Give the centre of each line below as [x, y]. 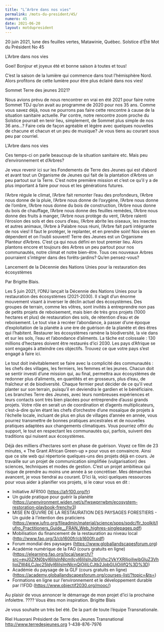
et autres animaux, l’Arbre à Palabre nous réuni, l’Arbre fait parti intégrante [80, 227]
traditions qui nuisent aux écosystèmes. [45, 436]
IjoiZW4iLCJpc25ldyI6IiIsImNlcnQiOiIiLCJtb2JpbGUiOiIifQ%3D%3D [80, 565]
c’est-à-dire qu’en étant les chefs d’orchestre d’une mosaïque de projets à [80, 410]
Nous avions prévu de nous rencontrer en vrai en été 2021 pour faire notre [80, 100]
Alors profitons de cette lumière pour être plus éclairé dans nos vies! [74, 81]
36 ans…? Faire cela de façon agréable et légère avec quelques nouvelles [79, 126]
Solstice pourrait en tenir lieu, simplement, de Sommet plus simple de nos [79, 121]
